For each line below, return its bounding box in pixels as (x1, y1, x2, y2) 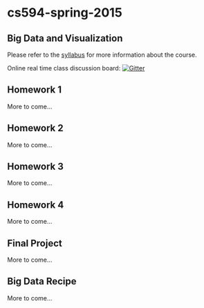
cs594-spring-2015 (7, 5, 122, 21)
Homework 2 (7, 122, 64, 134)
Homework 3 (7, 161, 64, 173)
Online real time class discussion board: (7, 64, 121, 72)
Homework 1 (7, 84, 62, 96)
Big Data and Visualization (7, 32, 123, 44)
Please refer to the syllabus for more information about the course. (7, 50, 197, 59)
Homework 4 (7, 199, 64, 211)
